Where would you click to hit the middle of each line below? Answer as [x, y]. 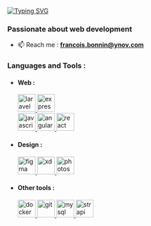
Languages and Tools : [47, 65]
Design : [30, 145]
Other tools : [36, 188]
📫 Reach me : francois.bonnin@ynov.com [80, 45]
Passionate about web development [70, 29]
